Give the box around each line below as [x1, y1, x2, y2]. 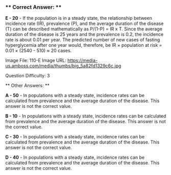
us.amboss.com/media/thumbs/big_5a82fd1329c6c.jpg [5, 63, 121, 69]
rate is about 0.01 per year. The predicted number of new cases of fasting [5, 37, 160, 43]
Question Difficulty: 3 [5, 73, 50, 79]
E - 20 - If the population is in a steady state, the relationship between [5, 15, 152, 21]
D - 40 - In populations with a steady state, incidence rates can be [5, 154, 145, 161]
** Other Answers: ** [5, 82, 50, 89]
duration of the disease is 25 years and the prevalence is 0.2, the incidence [5, 32, 164, 38]
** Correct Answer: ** [5, 4, 62, 11]
